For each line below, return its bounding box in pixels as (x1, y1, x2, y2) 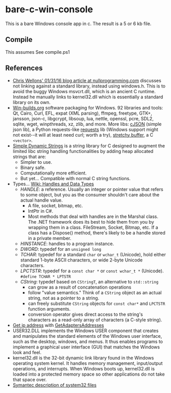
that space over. (12, 376, 47, 382)
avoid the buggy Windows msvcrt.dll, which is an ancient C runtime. (12, 88, 156, 94)
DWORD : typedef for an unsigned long (20, 246, 102, 252)
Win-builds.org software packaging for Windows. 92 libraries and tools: (12, 104, 163, 111)
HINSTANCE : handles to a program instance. (20, 241, 114, 247)
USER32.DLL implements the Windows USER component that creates (12, 327, 159, 334)
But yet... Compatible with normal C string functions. (20, 175, 131, 181)
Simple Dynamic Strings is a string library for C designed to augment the (12, 142, 165, 149)
